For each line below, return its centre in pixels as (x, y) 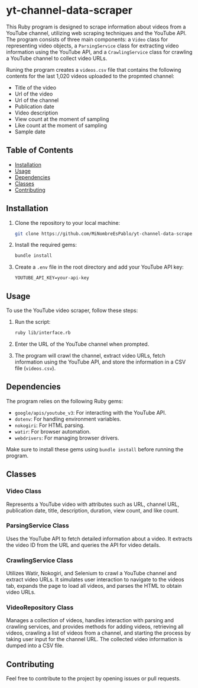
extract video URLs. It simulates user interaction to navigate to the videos (95, 579)
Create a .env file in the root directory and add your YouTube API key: (99, 267)
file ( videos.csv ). (35, 368)
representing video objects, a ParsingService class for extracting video (92, 46)
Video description (36, 113)
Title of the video (35, 87)
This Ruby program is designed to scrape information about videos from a (96, 27)
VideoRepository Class (40, 607)
